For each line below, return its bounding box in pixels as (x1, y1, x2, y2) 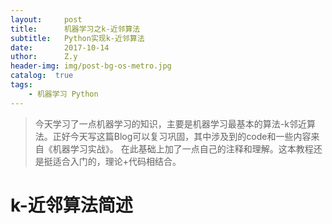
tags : (10, 80, 33, 90)
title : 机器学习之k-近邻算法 (10, 24, 141, 34)
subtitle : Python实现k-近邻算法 (10, 33, 145, 43)
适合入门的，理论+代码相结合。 (52, 155, 182, 167)
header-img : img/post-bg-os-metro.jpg (10, 61, 172, 71)
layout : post (10, 14, 83, 25)
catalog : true (10, 71, 74, 81)
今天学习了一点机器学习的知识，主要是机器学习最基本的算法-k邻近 (34, 117, 307, 130)
